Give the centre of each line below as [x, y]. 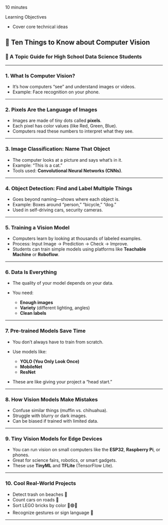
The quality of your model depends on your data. [63, 283]
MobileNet [31, 366]
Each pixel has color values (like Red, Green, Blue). [65, 126]
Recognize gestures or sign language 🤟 [53, 512]
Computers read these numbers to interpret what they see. [73, 131]
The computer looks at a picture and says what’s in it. [67, 160]
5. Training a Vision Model [37, 227]
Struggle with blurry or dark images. [50, 416]
